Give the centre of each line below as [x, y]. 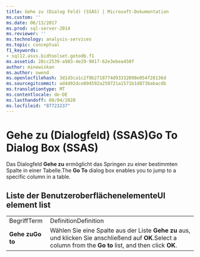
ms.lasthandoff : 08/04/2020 [41, 100]
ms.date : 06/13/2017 [32, 23]
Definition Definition [77, 221]
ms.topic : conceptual [33, 45]
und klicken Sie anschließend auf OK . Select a [113, 238]
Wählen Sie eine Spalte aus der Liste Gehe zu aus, [120, 231]
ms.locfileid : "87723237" [38, 106]
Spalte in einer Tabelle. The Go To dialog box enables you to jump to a [91, 171]
